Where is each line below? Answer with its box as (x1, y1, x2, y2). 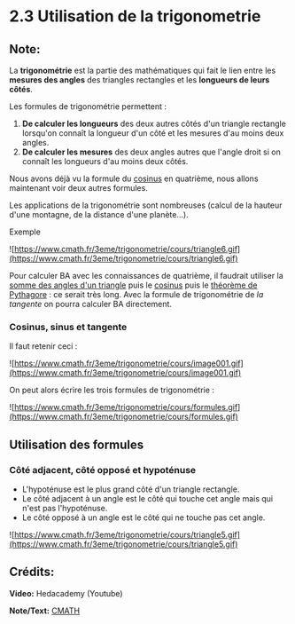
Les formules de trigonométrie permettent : (9, 101, 167, 112)
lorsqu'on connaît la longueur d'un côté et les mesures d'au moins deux (21, 128, 284, 138)
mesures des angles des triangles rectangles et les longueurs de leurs (9, 75, 270, 85)
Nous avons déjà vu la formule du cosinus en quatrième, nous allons (9, 173, 259, 184)
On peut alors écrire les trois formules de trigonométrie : (9, 384, 215, 396)
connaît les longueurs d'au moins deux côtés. (21, 156, 189, 166)
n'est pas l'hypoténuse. (21, 502, 108, 513)
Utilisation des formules (9, 437, 144, 452)
